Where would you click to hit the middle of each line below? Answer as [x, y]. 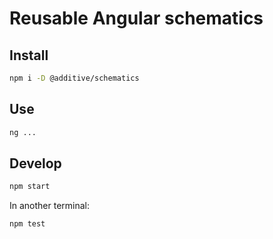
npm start [30, 187]
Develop [35, 163]
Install [29, 55]
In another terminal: [50, 206]
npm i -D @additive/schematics [74, 78]
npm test [27, 224]
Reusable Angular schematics [136, 18]
